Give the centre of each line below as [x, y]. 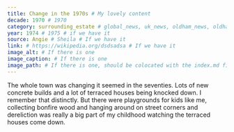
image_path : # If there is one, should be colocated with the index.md [113, 65]
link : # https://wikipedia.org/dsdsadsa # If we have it [92, 46]
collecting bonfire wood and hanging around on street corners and [103, 107]
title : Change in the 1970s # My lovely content [79, 14]
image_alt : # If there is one [51, 53]
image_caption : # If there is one [57, 59]
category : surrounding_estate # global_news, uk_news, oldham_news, [109, 26]
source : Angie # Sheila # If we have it [67, 40]
